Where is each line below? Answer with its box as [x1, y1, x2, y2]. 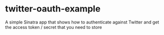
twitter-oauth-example [5, 3, 101, 14]
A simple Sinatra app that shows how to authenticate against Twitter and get [5, 19, 160, 25]
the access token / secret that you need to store [5, 24, 102, 30]
